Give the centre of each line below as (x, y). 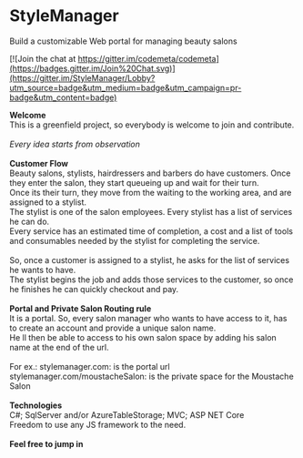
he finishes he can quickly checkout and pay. (94, 289)
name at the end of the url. (59, 347)
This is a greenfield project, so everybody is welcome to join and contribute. (152, 125)
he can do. (30, 221)
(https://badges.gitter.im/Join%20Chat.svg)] (92, 68)
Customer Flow (39, 163)
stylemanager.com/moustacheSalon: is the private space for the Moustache (151, 376)
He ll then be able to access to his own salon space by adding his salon (143, 337)
